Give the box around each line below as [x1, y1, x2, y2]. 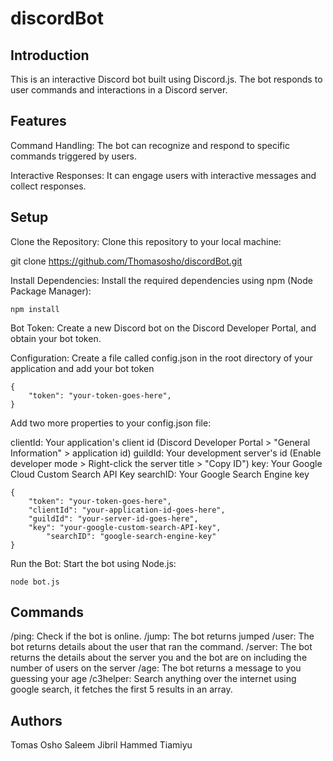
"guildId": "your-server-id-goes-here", [28, 513, 199, 524]
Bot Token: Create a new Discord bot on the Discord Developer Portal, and [10, 322, 317, 334]
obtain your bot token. [10, 332, 102, 344]
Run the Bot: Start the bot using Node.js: [10, 557, 177, 569]
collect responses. [10, 180, 87, 192]
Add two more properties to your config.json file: [10, 417, 212, 429]
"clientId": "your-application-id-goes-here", [28, 505, 226, 515]
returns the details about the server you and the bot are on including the [10, 652, 308, 664]
